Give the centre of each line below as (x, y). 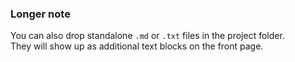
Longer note (40, 14)
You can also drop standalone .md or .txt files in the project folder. (147, 36)
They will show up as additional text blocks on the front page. (137, 46)
